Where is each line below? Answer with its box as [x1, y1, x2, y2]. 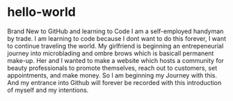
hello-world [7, 4, 77, 20]
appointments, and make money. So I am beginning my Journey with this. [7, 71, 218, 80]
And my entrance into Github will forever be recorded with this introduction [7, 78, 222, 86]
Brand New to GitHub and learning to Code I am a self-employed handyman [7, 27, 224, 35]
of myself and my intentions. [7, 86, 89, 94]
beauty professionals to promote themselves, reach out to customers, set [7, 64, 218, 72]
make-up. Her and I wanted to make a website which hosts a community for [7, 56, 225, 64]
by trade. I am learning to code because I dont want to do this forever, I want [7, 34, 227, 42]
